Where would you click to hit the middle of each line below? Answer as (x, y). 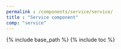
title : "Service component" (42, 17)
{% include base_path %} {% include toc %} (61, 40)
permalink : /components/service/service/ (60, 12)
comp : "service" (26, 23)
